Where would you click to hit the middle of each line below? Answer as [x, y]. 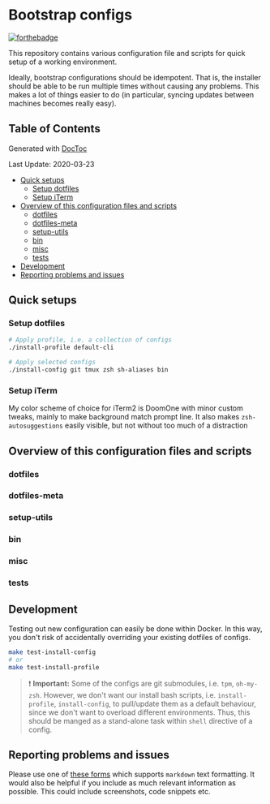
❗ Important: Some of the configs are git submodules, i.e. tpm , [131, 683]
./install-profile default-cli [61, 348]
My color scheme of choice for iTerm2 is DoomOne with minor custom [126, 408]
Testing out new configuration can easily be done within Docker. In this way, [135, 628]
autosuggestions [36, 426]
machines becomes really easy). [62, 103]
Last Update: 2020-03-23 [51, 164]
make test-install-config [52, 652]
